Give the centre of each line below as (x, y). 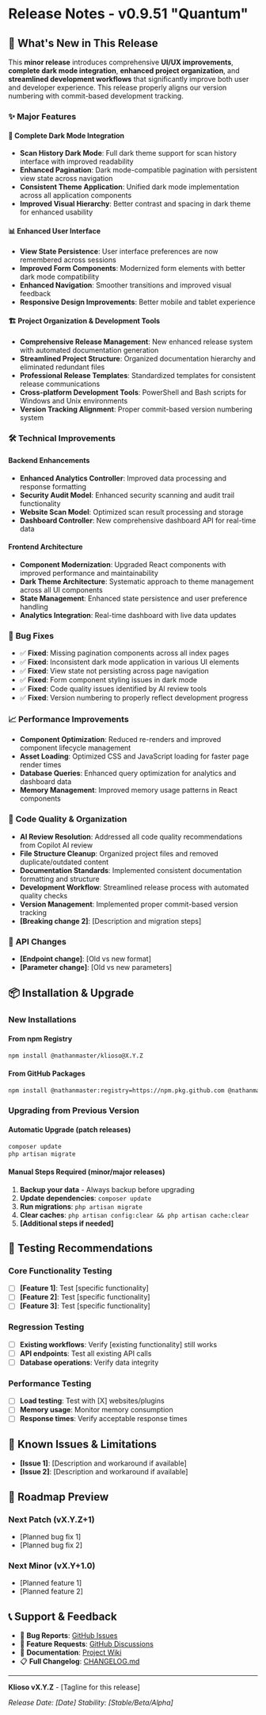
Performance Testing (50, 1383)
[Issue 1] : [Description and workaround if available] (103, 1463)
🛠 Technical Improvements (62, 438)
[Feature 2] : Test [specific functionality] (85, 1297)
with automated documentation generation (89, 350)
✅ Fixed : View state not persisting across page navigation (114, 671)
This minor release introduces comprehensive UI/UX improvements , (121, 62)
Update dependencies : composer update (85, 1198)
